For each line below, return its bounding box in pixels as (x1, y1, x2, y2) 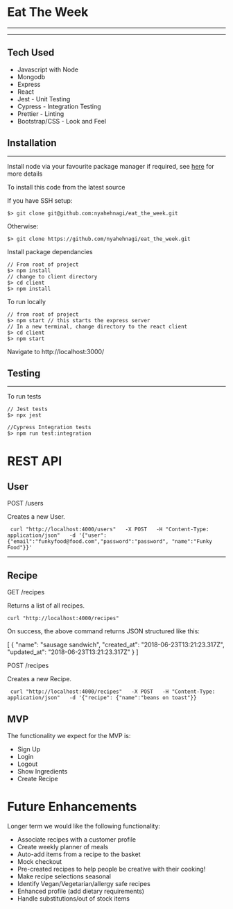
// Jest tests (7, 406, 49, 413)
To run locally (7, 297, 46, 306)
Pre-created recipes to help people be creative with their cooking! (17, 865, 206, 873)
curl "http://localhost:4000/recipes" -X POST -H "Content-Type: (10, 688, 216, 695)
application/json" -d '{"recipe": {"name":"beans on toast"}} (7, 694, 197, 701)
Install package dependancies (7, 247, 93, 256)
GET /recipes (7, 588, 45, 597)
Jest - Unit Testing (17, 94, 71, 103)
